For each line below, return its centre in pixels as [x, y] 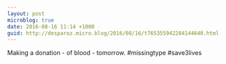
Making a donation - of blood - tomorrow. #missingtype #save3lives [105, 53]
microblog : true [31, 20]
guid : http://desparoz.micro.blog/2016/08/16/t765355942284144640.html [113, 33]
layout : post [26, 14]
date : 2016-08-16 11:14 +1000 [51, 26]
